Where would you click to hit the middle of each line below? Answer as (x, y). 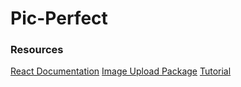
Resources (37, 50)
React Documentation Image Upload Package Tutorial (121, 71)
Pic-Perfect (59, 18)
